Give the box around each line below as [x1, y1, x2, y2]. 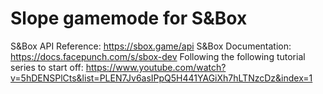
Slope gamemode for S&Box [10, 7, 248, 30]
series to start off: [10, 61, 84, 73]
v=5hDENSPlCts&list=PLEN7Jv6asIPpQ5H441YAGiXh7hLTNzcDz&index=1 [10, 72, 313, 84]
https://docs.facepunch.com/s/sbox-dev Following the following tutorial [10, 50, 306, 62]
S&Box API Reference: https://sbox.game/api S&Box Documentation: [10, 40, 292, 52]
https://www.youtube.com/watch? [85, 61, 227, 73]
